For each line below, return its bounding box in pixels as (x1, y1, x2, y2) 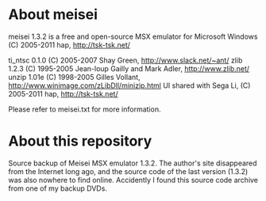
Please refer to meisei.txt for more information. (8, 104, 161, 114)
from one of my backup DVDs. (8, 184, 107, 193)
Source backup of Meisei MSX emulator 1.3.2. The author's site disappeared (8, 158, 257, 168)
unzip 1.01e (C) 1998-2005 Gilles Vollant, (8, 72, 141, 82)
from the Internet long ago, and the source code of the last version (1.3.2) (8, 166, 249, 176)
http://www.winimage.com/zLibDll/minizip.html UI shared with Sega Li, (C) (8, 81, 251, 90)
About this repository (8, 132, 152, 150)
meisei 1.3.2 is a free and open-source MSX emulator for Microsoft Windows (8, 32, 258, 41)
